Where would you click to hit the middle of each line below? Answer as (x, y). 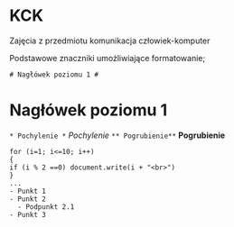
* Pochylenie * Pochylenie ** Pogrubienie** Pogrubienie (117, 135)
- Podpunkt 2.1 (46, 207)
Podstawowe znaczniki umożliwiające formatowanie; (108, 58)
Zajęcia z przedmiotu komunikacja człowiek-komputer (110, 41)
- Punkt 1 (28, 191)
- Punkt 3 (28, 214)
